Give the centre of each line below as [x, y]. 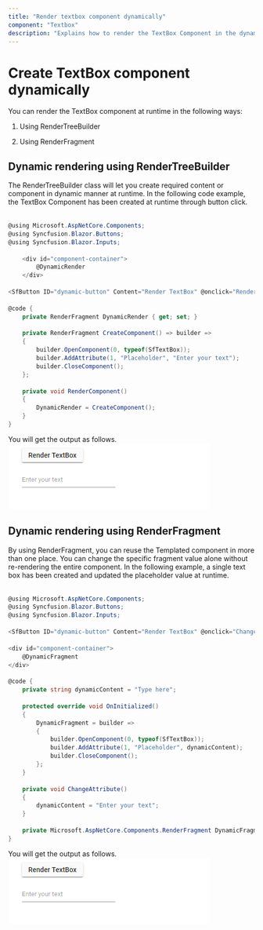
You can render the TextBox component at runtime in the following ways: [125, 111]
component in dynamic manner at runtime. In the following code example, [127, 194]
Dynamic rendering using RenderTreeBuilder [119, 166]
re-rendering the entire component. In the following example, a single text [127, 567]
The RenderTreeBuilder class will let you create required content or [116, 185]
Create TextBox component [99, 73]
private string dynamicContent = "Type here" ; [99, 690]
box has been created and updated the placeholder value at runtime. [119, 575]
